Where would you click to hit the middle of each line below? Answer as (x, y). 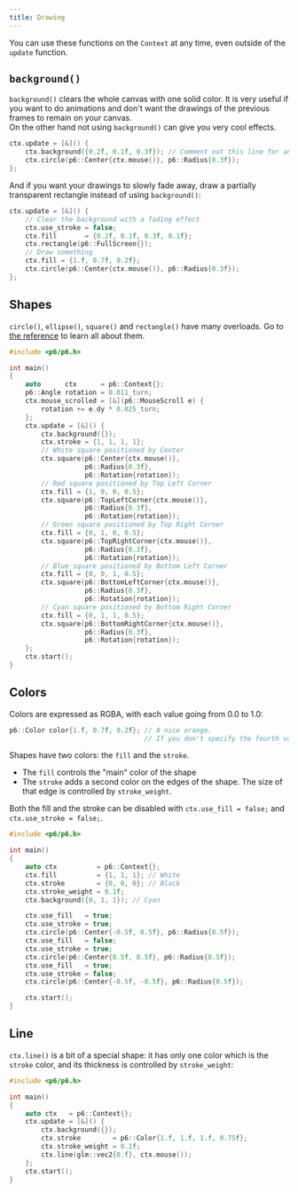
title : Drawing (37, 17)
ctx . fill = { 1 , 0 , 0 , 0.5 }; (93, 492)
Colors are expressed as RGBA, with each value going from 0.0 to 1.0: (136, 714)
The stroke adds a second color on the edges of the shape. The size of (152, 782)
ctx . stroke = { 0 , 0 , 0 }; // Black (103, 883)
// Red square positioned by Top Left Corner (127, 483)
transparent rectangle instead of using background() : (105, 194)
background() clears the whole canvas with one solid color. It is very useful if (149, 99)
